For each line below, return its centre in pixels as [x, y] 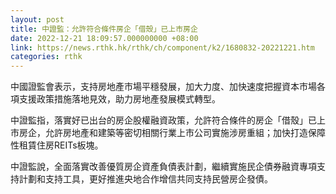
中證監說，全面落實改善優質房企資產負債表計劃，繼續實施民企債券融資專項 [163, 167]
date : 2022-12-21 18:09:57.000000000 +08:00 [104, 38]
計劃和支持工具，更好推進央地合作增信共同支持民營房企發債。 [145, 179]
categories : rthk [46, 57]
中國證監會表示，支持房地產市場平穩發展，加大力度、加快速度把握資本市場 [163, 87]
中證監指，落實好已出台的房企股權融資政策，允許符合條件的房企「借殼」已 [163, 120]
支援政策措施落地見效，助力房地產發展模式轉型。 [119, 99]
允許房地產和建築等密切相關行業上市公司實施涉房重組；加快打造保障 [185, 133]
